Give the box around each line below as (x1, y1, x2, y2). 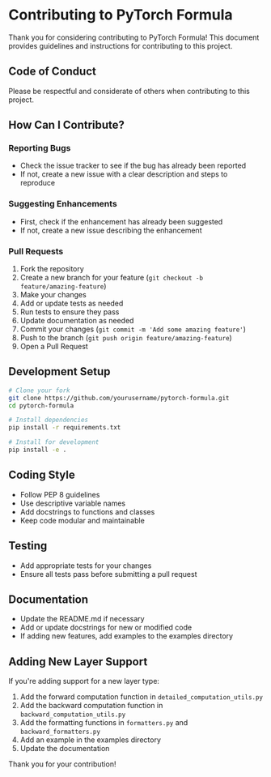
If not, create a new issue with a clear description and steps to (19, 169, 228, 179)
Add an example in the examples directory (19, 735, 162, 745)
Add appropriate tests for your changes (19, 561, 152, 570)
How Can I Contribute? (8, 118, 125, 132)
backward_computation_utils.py (19, 711, 126, 719)
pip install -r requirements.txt (8, 424, 121, 432)
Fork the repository (19, 264, 85, 274)
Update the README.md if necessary (19, 614, 145, 624)
